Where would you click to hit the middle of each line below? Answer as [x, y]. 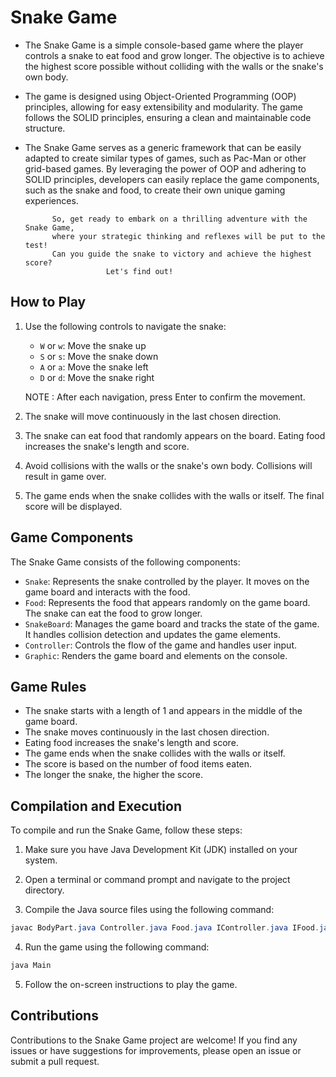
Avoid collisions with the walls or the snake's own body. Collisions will [168, 465]
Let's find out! [139, 271]
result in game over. [65, 476]
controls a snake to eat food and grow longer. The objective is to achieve [174, 55]
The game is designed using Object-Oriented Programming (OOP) [160, 96]
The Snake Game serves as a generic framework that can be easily [163, 147]
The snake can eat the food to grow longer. [113, 613]
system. [41, 860]
